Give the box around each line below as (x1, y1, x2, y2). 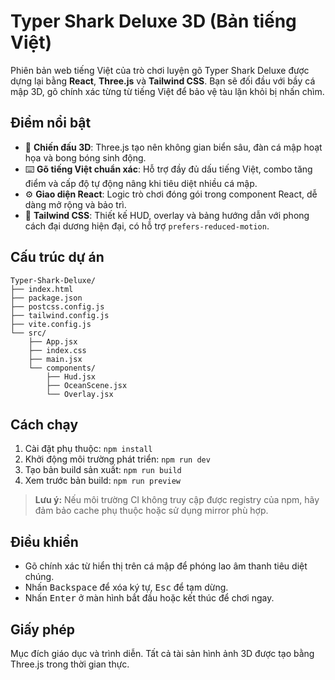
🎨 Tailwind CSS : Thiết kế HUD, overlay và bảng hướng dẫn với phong (24, 209, 310, 221)
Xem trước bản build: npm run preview (24, 475, 181, 487)
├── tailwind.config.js (10, 310, 110, 320)
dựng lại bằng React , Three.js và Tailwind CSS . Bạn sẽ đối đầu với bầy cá (10, 75, 316, 87)
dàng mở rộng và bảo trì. (24, 198, 127, 210)
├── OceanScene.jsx (46, 380, 128, 390)
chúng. (24, 571, 55, 583)
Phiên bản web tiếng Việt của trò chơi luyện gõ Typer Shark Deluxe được (10, 64, 310, 76)
